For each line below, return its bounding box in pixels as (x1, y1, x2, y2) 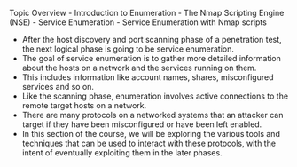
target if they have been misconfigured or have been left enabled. (21, 119, 262, 130)
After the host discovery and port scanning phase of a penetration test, (21, 35, 282, 44)
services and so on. (21, 82, 95, 91)
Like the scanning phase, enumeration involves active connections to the (21, 91, 289, 101)
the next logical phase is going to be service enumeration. (21, 44, 235, 54)
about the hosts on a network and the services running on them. (21, 62, 257, 73)
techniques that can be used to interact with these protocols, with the (21, 138, 277, 148)
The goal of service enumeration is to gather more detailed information (21, 53, 282, 63)
